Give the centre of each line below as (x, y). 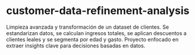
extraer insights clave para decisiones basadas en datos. (76, 46)
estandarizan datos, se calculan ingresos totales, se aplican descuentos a (97, 33)
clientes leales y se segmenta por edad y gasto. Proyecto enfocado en (92, 39)
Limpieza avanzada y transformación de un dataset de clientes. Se (88, 27)
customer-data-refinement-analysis (98, 11)
